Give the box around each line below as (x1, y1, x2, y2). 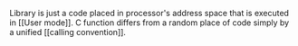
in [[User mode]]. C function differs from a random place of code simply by (9, 17, 290, 28)
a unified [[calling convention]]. (9, 27, 127, 37)
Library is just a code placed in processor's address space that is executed (9, 8, 290, 18)
